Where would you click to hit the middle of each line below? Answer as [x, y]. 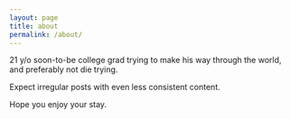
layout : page [34, 18]
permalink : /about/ [46, 34]
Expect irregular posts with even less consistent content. [115, 87]
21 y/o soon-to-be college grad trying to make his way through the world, [145, 60]
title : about [34, 26]
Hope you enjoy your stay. [58, 105]
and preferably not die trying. [64, 69]
